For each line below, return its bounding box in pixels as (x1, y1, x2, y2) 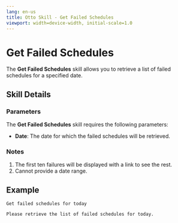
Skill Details (6, 89, 51, 100)
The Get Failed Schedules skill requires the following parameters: (6, 121, 169, 128)
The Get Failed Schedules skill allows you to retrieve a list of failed (6, 65, 171, 73)
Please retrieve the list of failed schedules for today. (6, 211, 154, 218)
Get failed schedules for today (6, 201, 87, 207)
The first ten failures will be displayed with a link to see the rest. (14, 161, 173, 168)
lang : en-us (6, 8, 36, 15)
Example (6, 185, 40, 195)
